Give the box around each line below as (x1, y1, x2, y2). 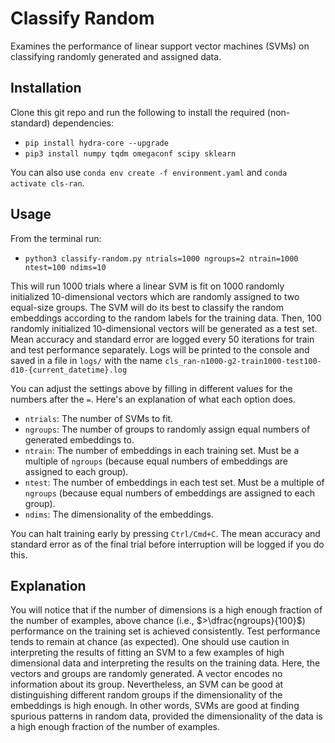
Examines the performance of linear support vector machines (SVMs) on (10, 40, 310, 52)
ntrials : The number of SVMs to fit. (24, 412, 174, 424)
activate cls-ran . (10, 177, 85, 189)
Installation (10, 80, 82, 97)
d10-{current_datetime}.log (10, 365, 128, 375)
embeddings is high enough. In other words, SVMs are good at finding (10, 700, 300, 712)
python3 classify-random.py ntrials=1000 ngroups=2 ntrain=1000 (24, 253, 299, 264)
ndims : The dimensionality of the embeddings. (24, 508, 214, 520)
